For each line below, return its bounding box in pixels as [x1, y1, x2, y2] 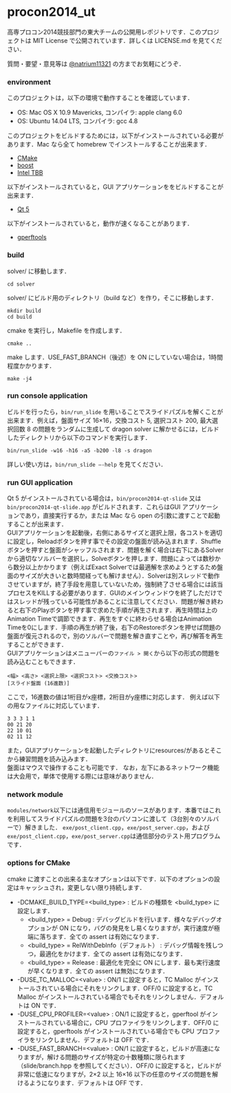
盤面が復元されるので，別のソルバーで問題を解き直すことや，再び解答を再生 [7, 632, 223, 640]
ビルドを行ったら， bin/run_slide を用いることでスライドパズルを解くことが [7, 407, 223, 416]
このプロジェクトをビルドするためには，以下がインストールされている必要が [7, 131, 224, 140]
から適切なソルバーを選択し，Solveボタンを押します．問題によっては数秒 [7, 555, 215, 563]
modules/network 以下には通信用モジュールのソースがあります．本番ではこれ [7, 806, 221, 814]
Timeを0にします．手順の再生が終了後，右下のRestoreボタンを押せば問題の [7, 624, 221, 632]
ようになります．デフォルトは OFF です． [29, 1079, 146, 1087]
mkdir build [7, 307, 41, 314]
